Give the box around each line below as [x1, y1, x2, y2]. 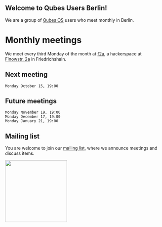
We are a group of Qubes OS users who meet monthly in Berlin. [5, 17, 134, 23]
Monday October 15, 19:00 [5, 84, 58, 89]
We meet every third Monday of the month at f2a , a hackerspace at [5, 50, 142, 56]
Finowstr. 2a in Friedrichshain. [5, 56, 67, 62]
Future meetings [5, 96, 57, 105]
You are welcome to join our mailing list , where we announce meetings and [5, 145, 158, 151]
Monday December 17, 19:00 [5, 114, 61, 119]
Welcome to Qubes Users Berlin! [5, 4, 107, 12]
